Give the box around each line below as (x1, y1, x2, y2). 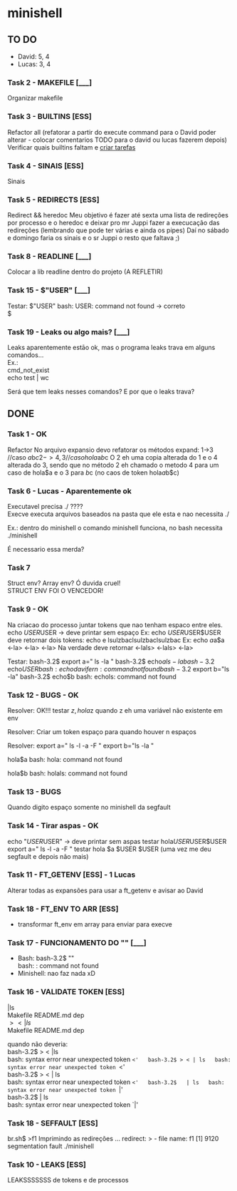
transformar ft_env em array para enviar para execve (17, 920, 172, 929)
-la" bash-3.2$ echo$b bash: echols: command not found (7, 672, 177, 681)
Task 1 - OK (7, 429, 48, 439)
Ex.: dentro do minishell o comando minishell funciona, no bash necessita (7, 524, 223, 532)
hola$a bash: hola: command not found (7, 755, 122, 763)
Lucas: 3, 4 (17, 60, 51, 68)
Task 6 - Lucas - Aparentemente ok (7, 486, 132, 496)
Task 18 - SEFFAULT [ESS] (7, 1118, 98, 1128)
